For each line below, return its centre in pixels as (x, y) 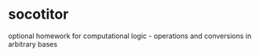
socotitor (38, 14)
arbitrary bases (33, 44)
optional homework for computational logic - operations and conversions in (130, 36)
